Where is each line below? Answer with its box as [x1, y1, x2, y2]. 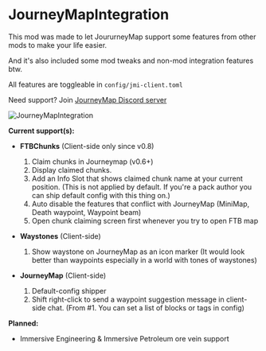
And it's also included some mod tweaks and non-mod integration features [8, 56, 254, 65]
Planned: [8, 318, 39, 328]
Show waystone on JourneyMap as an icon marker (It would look [31, 247, 245, 256]
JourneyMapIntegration [8, 6, 170, 24]
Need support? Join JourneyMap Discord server [8, 95, 167, 104]
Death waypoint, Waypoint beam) [31, 207, 142, 216]
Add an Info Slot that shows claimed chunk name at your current [31, 174, 243, 183]
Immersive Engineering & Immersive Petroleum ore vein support [19, 333, 229, 343]
